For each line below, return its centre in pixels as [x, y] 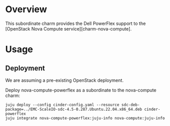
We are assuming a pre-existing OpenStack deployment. [64, 80]
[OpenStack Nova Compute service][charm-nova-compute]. [68, 28]
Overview [26, 9]
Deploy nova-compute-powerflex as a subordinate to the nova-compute [81, 90]
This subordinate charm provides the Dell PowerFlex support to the [76, 23]
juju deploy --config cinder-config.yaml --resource [62, 105]
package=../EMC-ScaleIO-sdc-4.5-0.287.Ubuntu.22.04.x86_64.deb [74, 109]
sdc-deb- [131, 105]
